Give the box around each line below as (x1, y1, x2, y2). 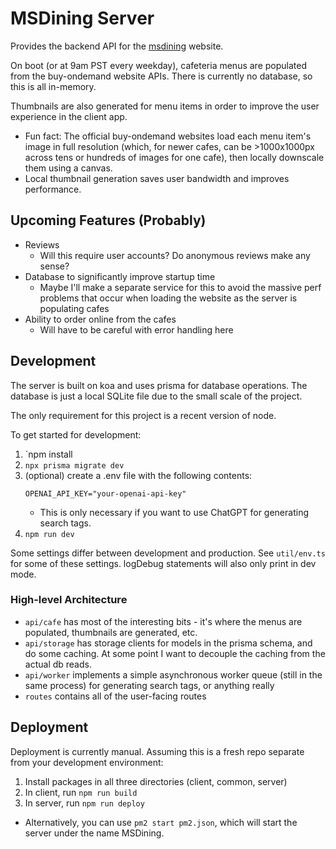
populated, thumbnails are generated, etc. (24, 626, 198, 638)
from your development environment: (10, 756, 164, 768)
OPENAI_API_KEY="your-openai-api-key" (24, 488, 187, 499)
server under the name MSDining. (24, 827, 165, 839)
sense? (39, 260, 70, 272)
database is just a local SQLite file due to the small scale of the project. (10, 390, 303, 402)
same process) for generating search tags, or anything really (24, 679, 275, 691)
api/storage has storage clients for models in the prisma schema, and (24, 637, 313, 649)
